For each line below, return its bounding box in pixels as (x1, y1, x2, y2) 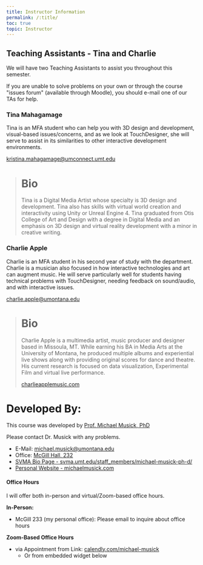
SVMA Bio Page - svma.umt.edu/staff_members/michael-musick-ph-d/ (15, 458, 193, 466)
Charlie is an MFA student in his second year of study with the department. (6, 258, 193, 265)
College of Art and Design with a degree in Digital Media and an (21, 216, 181, 223)
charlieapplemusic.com (21, 380, 80, 388)
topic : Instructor (6, 25, 53, 32)
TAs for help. (6, 95, 38, 103)
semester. (6, 71, 32, 78)
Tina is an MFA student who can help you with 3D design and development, (6, 124, 195, 132)
